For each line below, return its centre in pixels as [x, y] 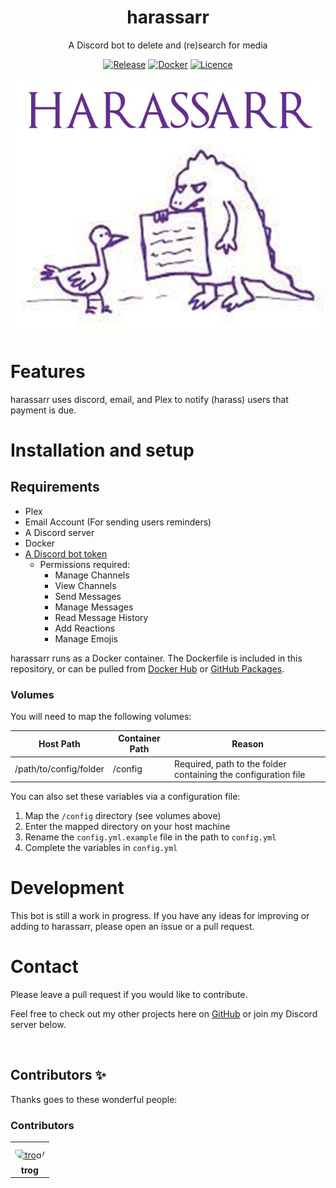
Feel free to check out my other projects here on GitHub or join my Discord [164, 1014]
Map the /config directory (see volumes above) [123, 816]
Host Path [59, 743]
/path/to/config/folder [59, 769]
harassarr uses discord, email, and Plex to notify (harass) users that [149, 399]
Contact [44, 967]
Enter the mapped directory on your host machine [127, 827]
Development [67, 888]
